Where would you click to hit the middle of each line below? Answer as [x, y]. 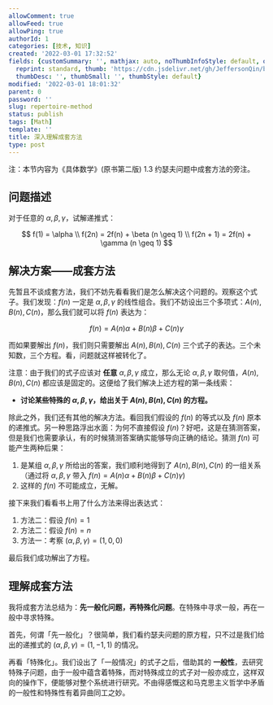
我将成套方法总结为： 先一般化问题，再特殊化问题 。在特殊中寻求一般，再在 [133, 606]
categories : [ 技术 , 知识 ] [50, 46]
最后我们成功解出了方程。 [51, 558]
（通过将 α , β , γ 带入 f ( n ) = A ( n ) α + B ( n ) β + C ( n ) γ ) [102, 475]
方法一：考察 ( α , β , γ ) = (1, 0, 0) [71, 541]
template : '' [30, 129]
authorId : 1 [28, 39]
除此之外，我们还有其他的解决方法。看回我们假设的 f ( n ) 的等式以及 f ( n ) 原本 [135, 418]
